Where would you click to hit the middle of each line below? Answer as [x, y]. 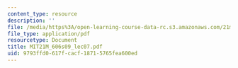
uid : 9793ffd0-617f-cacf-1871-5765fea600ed [73, 54]
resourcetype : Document [42, 40]
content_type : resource [42, 14]
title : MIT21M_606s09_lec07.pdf [55, 47]
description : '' [31, 21]
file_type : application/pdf [49, 34]
